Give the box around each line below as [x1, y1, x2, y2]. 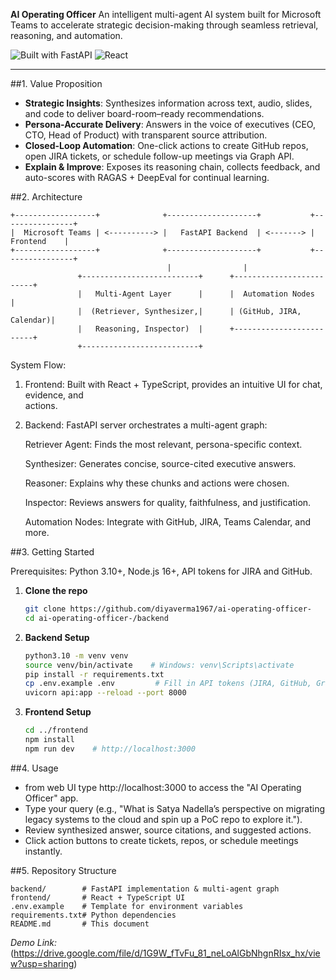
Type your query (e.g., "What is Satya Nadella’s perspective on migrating [24, 802, 326, 814]
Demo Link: [10, 936, 58, 948]
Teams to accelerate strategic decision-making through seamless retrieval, [10, 19, 319, 31]
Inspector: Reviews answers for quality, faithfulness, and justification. [24, 497, 312, 508]
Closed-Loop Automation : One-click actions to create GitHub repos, [24, 140, 309, 151]
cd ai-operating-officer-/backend [24, 613, 169, 623]
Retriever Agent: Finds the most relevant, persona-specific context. [24, 439, 303, 450]
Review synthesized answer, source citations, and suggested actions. [24, 824, 312, 836]
